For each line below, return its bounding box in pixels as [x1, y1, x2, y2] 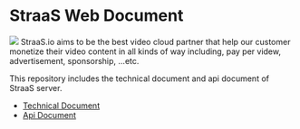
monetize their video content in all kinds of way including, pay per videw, [9, 46, 281, 57]
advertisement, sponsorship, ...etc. [9, 55, 140, 66]
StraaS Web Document [9, 5, 184, 26]
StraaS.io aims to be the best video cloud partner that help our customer [20, 36, 291, 47]
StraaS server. [9, 82, 63, 93]
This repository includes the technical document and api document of [9, 73, 270, 84]
